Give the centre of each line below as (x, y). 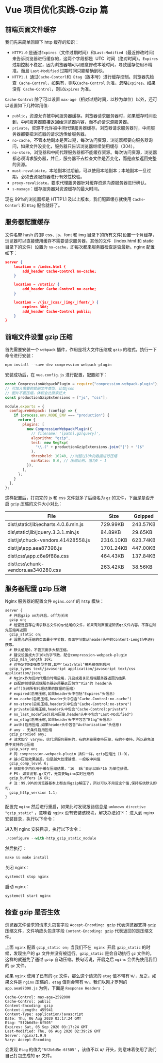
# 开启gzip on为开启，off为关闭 (39, 615)
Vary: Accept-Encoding (28, 1040)
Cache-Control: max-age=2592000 (38, 997)
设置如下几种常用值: (29, 105)
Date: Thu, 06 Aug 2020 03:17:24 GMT (43, 1019)
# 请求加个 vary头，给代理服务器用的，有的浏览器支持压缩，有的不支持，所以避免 (80, 739)
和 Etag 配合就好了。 (42, 205)
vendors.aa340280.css (34, 570)
